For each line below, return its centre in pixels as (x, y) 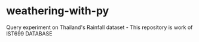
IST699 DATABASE (29, 33)
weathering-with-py (58, 11)
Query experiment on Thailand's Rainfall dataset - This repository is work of (99, 27)
